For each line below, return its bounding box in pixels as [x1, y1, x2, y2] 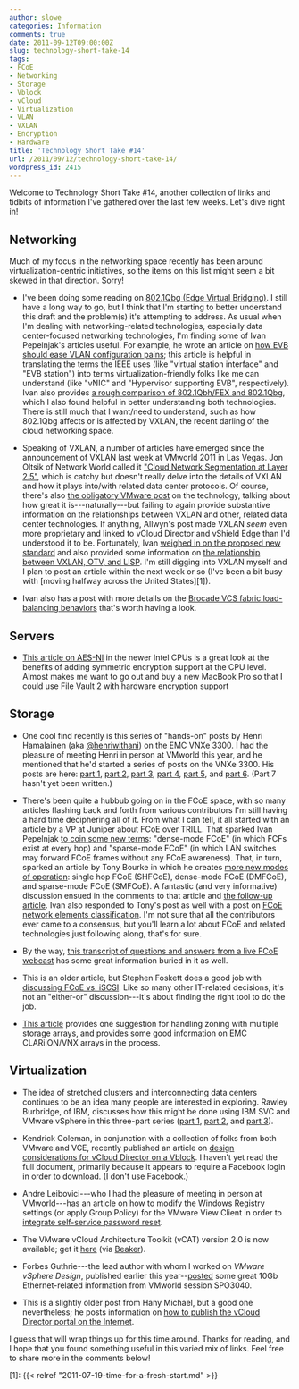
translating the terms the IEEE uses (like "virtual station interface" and [21, 359, 278, 369]
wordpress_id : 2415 [9, 163, 82, 172]
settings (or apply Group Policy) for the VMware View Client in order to [21, 1207, 283, 1217]
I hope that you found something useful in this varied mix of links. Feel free [9, 1342, 284, 1353]
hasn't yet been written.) [21, 777, 113, 788]
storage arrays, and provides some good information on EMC [21, 1028, 247, 1038]
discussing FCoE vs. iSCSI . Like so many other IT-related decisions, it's [21, 981, 284, 993]
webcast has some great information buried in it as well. [21, 954, 228, 966]
